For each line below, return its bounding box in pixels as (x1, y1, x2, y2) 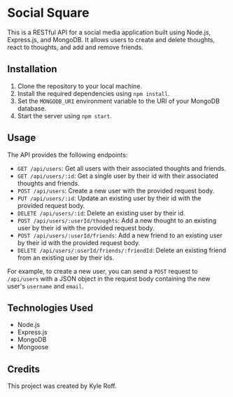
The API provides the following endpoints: (7, 151, 128, 159)
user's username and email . (7, 281, 84, 290)
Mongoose (17, 343, 49, 351)
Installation (7, 63, 57, 75)
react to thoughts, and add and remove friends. (7, 43, 143, 51)
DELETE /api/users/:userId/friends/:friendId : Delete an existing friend (17, 246, 227, 254)
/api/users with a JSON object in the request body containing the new (7, 274, 211, 283)
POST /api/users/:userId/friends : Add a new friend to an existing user (17, 231, 223, 239)
